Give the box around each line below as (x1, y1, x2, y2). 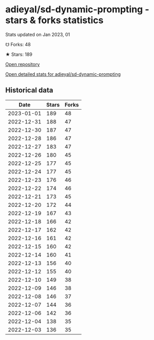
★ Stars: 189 (5, 51, 32, 57)
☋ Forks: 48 (5, 41, 31, 47)
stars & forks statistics (5, 14, 104, 26)
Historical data (5, 86, 53, 95)
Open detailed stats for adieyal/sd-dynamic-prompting (5, 71, 121, 77)
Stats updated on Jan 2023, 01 (5, 31, 70, 37)
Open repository (5, 61, 40, 67)
